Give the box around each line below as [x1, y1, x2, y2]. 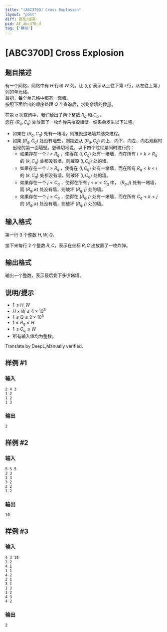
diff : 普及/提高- [5, 16, 38, 21]
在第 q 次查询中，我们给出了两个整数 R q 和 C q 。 [5, 112, 105, 119]
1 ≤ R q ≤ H [12, 320, 35, 327]
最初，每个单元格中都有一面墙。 [5, 95, 71, 101]
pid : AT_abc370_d [5, 21, 41, 26]
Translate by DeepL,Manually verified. [5, 343, 83, 349]
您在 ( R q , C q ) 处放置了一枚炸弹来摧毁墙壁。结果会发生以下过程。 [5, 119, 137, 126]
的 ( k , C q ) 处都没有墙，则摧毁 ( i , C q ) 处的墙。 [19, 158, 111, 165]
